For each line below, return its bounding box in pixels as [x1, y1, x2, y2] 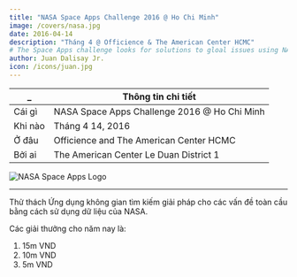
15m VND [21, 240, 57, 250]
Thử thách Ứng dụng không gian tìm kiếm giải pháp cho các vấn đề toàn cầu [9, 196, 288, 207]
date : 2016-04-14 [9, 29, 73, 38]
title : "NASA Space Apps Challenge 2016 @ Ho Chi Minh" [9, 12, 219, 22]
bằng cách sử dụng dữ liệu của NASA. [9, 205, 148, 217]
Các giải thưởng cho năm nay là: [9, 223, 126, 234]
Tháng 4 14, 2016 [53, 119, 131, 132]
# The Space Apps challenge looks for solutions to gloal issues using [9, 46, 278, 55]
